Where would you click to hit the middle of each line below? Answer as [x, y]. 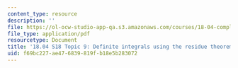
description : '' [31, 21]
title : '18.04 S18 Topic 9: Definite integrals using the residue [107, 47]
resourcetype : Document [42, 40]
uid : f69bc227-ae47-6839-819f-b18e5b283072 [73, 54]
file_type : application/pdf [49, 34]
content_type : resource [42, 14]
